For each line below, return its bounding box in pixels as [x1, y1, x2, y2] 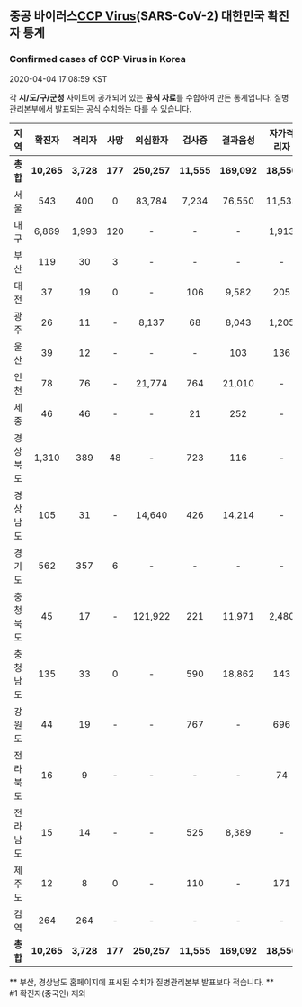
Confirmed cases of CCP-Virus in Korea [9, 53, 186, 66]
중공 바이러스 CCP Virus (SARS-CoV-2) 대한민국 [9, 8, 265, 24]
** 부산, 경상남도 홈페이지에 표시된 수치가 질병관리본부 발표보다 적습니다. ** [9, 976, 274, 987]
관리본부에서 [9, 103, 54, 114]
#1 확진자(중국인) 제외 [9, 987, 86, 998]
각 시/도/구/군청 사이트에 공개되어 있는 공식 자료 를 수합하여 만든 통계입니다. [9, 92, 272, 103]
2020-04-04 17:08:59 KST [9, 73, 108, 84]
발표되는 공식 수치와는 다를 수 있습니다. [55, 103, 191, 114]
